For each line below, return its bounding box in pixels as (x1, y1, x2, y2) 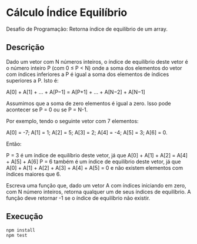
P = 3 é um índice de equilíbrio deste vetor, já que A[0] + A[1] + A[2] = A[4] (6, 151, 188, 159)
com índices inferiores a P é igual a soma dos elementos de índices (6, 71, 169, 78)
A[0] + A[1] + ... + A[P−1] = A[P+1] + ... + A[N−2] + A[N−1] (6, 88, 145, 95)
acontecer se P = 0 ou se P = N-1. (6, 106, 88, 113)
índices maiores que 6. (6, 170, 61, 177)
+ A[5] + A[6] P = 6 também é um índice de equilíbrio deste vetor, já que (6, 158, 181, 165)
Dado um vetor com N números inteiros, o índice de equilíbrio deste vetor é (6, 58, 188, 65)
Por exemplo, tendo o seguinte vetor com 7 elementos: (6, 117, 139, 124)
